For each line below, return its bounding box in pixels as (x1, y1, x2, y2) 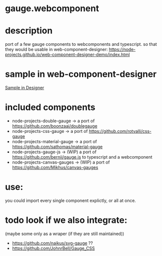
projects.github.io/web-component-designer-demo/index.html (5, 52, 130, 57)
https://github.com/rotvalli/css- (89, 128, 152, 134)
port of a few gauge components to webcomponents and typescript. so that (5, 41, 157, 47)
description (5, 25, 53, 37)
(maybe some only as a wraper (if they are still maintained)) (5, 231, 125, 237)
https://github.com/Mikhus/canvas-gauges (12, 165, 98, 170)
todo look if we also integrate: (5, 215, 127, 226)
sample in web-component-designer (5, 69, 157, 80)
